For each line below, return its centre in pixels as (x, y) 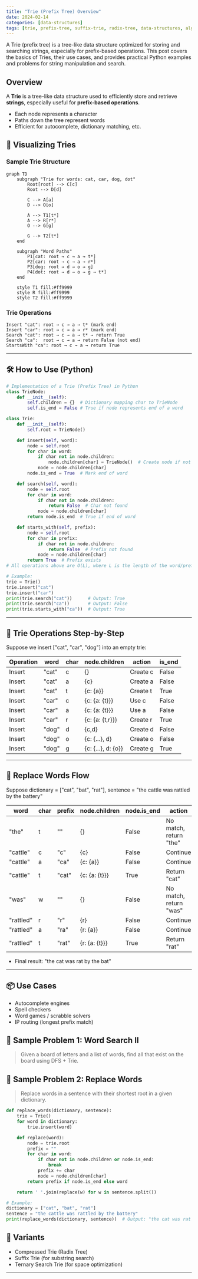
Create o (142, 739)
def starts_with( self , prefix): (56, 528)
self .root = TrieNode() (56, 430)
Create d (142, 730)
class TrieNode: (26, 392)
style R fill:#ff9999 (43, 292)
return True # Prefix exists (64, 561)
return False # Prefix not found (90, 549)
